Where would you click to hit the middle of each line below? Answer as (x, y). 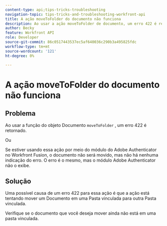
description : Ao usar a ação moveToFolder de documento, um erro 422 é (81, 24)
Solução (18, 181)
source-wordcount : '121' (31, 51)
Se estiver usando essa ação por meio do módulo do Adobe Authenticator (81, 150)
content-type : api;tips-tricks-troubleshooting (55, 10)
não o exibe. (18, 166)
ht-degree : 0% (20, 56)
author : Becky (20, 28)
